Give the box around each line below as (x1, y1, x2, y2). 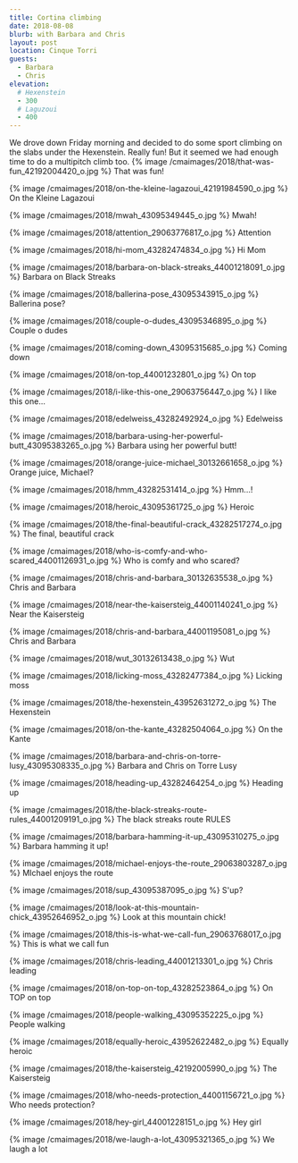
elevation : (9, 80, 50, 88)
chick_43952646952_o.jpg (9, 912, 108, 923)
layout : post (9, 38, 58, 47)
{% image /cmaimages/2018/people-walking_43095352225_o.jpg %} (9, 1009, 264, 1020)
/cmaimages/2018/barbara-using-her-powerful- (46, 431, 224, 442)
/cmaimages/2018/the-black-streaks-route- (46, 805, 208, 815)
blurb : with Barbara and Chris (9, 29, 126, 38)
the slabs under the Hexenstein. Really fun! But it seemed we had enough (9, 147, 279, 157)
